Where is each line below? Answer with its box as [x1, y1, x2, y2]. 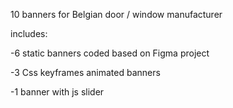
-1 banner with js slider [10, 86, 105, 98]
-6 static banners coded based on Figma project [10, 47, 210, 59]
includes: [10, 28, 48, 39]
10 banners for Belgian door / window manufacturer [10, 9, 223, 20]
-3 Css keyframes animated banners [10, 67, 161, 78]
